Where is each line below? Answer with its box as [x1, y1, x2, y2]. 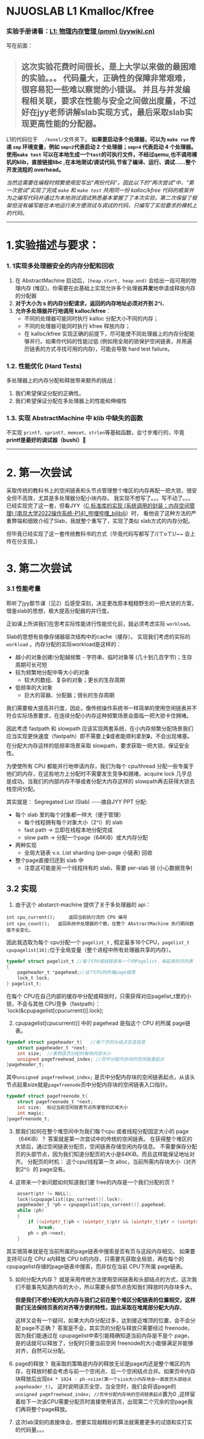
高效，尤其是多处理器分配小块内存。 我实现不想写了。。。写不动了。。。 [22, 494, 194, 502]
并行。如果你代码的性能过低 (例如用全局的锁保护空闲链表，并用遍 [29, 337, 192, 344]
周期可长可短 [15, 661, 47, 668]
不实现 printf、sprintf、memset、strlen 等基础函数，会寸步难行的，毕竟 [6, 429, 185, 436]
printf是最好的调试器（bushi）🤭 [6, 436, 87, 444]
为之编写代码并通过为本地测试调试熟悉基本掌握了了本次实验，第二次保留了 [6, 194, 192, 202]
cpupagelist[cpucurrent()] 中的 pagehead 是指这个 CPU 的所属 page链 [15, 1019, 191, 1027]
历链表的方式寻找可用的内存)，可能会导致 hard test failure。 [24, 345, 173, 352]
